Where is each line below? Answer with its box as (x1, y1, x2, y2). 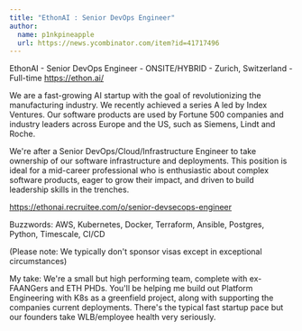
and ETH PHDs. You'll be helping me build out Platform (50, 283, 253, 294)
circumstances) (9, 256, 68, 267)
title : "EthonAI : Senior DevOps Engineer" (9, 13, 176, 23)
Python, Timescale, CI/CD (9, 229, 105, 240)
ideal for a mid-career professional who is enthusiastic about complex (9, 165, 269, 176)
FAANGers (9, 283, 49, 294)
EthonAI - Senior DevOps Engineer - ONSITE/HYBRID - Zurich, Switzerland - (9, 63, 293, 74)
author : (9, 22, 39, 31)
